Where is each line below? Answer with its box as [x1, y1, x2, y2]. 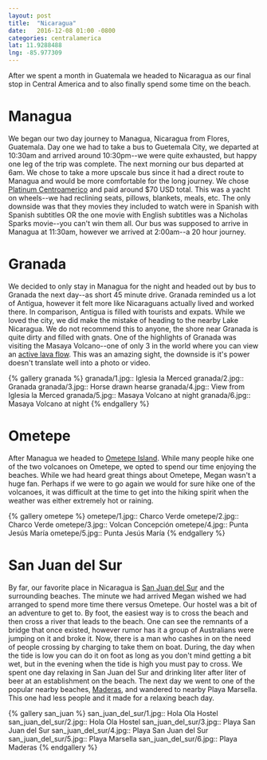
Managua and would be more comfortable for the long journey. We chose [8, 176, 249, 185]
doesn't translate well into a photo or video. [8, 357, 151, 368]
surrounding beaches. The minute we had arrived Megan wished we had [8, 591, 247, 600]
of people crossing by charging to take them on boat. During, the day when [8, 642, 255, 651]
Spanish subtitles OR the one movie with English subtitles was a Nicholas [8, 209, 249, 220]
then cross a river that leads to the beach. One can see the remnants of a [8, 616, 249, 626]
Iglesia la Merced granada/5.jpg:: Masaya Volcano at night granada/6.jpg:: [8, 390, 251, 400]
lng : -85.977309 [8, 49, 62, 57]
